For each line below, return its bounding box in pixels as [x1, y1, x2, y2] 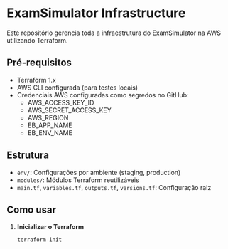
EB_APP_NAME [27, 121, 72, 129]
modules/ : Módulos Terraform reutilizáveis [16, 176, 139, 184]
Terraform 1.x [16, 75, 56, 84]
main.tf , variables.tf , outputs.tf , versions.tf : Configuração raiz [16, 183, 212, 191]
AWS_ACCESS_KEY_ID [27, 98, 94, 107]
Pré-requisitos [6, 57, 72, 69]
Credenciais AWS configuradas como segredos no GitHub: [16, 90, 189, 99]
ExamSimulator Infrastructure [6, 5, 186, 21]
